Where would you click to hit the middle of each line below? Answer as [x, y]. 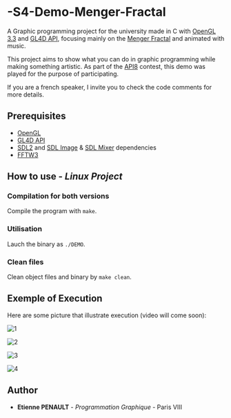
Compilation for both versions [58, 196]
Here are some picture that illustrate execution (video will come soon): [107, 315]
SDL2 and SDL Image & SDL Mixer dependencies [87, 147]
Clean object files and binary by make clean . [70, 277]
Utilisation [25, 229]
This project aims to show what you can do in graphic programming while [111, 59]
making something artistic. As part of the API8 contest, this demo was [106, 66]
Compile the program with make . [52, 211]
